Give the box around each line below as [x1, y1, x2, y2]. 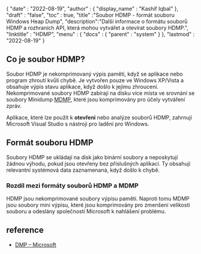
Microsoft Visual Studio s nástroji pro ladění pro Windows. [6, 120, 149, 127]
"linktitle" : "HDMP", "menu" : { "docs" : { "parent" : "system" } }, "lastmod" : [6, 31, 195, 38]
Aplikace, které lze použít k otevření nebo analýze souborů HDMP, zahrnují [6, 113, 192, 121]
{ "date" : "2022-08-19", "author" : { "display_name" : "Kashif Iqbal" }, [6, 5, 179, 12]
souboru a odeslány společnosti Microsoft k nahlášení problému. [6, 207, 166, 215]
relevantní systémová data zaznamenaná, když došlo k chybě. [6, 166, 160, 174]
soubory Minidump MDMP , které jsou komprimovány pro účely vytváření [6, 95, 185, 103]
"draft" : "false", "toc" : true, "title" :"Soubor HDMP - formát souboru [6, 11, 175, 19]
